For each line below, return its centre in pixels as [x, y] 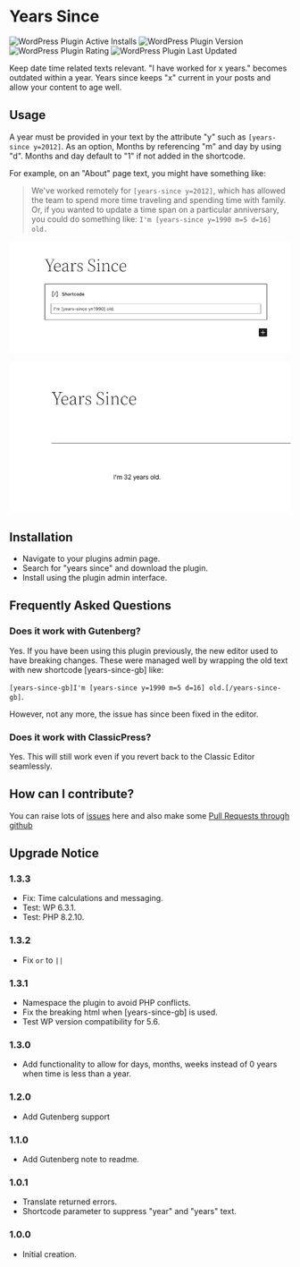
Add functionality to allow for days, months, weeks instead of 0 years [150, 1064]
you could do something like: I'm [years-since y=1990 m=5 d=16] [151, 219]
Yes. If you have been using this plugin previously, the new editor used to [144, 651]
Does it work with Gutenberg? [75, 631]
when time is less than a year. [77, 1074]
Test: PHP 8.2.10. [53, 917]
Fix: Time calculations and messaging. [92, 898]
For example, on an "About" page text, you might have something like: [137, 173]
